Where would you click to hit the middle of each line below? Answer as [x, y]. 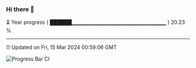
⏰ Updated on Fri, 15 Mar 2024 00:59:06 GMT [62, 47]
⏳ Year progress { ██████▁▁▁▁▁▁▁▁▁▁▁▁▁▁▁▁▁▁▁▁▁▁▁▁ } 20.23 [96, 22]
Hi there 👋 [20, 9]
